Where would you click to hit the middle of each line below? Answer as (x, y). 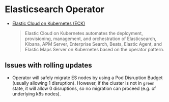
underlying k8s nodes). (36, 94)
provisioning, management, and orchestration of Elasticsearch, (91, 39)
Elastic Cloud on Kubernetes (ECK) (49, 23)
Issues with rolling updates (48, 65)
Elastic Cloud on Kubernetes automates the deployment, (84, 33)
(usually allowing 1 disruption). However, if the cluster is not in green (83, 83)
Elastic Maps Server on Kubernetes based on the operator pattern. (95, 49)
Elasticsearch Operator (55, 9)
